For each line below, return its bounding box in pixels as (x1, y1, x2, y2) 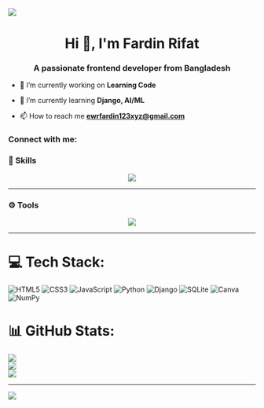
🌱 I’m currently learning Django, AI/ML (19, 96, 145, 105)
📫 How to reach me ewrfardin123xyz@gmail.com (19, 112, 185, 121)
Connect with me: (8, 134, 78, 145)
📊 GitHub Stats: (8, 322, 115, 340)
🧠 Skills (8, 155, 37, 166)
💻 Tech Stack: (8, 253, 105, 271)
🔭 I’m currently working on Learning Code (19, 80, 156, 90)
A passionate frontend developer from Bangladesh (33, 63, 231, 74)
